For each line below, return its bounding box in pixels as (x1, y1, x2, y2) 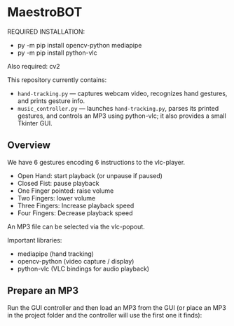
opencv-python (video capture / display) (17, 257, 135, 265)
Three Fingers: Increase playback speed (17, 201, 135, 210)
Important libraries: (7, 236, 62, 244)
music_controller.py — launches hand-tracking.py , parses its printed (17, 104, 219, 112)
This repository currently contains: (7, 75, 107, 84)
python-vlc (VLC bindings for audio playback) (17, 264, 149, 273)
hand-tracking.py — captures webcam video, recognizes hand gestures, (17, 89, 228, 97)
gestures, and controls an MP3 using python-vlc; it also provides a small (17, 111, 226, 120)
